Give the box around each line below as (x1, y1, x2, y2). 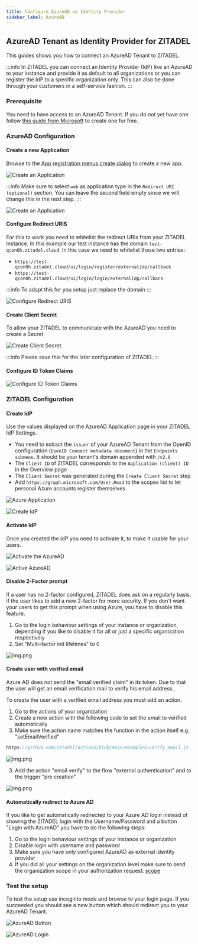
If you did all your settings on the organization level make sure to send (14, 861, 186, 868)
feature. (6, 610, 25, 617)
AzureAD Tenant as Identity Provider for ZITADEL (6, 36, 191, 46)
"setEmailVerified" (14, 733, 60, 740)
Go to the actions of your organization (14, 708, 108, 715)
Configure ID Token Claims (6, 367, 73, 374)
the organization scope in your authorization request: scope (14, 867, 161, 875)
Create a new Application (6, 147, 70, 154)
